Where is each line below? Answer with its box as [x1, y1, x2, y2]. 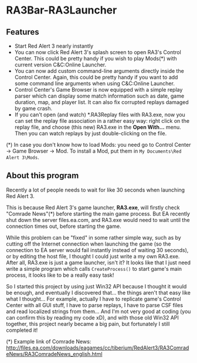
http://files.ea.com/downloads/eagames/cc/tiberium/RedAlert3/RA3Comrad [6, 344, 189, 351]
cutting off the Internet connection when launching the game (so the [6, 240, 171, 247]
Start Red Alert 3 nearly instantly [14, 42, 94, 49]
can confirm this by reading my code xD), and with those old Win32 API [6, 314, 179, 321]
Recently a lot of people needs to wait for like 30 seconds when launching [6, 186, 185, 193]
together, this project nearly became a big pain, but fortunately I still [6, 320, 170, 327]
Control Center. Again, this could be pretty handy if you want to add [14, 74, 178, 80]
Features [6, 27, 39, 37]
